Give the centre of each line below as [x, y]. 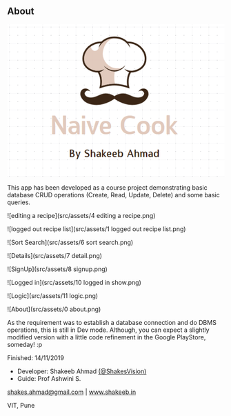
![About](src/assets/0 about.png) [54, 309]
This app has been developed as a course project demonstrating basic [108, 188]
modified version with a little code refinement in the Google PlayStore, [107, 337]
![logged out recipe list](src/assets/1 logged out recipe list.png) [97, 229]
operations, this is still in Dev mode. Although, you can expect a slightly [108, 330]
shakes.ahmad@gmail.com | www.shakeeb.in [72, 392]
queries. [19, 202]
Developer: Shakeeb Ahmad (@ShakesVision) [82, 371]
